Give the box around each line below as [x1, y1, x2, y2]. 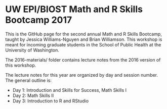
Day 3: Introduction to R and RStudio [12, 97, 89, 104]
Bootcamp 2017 [5, 14, 72, 26]
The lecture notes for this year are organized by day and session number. [5, 72, 158, 78]
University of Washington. [5, 47, 60, 53]
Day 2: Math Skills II [12, 92, 54, 98]
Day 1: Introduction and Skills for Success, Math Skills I [12, 87, 127, 93]
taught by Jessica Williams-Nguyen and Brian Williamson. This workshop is [5, 36, 162, 42]
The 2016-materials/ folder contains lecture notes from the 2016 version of [5, 57, 161, 63]
